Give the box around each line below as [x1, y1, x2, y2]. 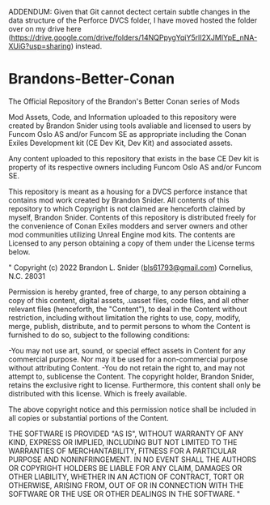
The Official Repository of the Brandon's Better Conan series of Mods [8, 96, 240, 106]
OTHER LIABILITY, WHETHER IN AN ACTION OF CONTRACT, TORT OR [8, 472, 244, 481]
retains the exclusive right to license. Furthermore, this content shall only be [8, 380, 261, 390]
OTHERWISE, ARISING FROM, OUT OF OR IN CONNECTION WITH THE [8, 480, 244, 490]
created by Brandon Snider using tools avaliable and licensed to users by [8, 121, 251, 131]
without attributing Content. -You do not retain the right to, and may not [8, 362, 245, 372]
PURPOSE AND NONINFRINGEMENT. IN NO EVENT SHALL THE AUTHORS [8, 454, 257, 464]
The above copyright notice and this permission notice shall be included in [8, 404, 256, 414]
